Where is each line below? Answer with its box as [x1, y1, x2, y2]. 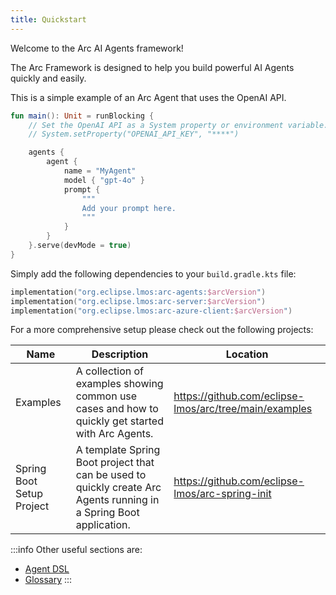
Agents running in [75, 493, 160, 507]
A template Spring [75, 443, 161, 457]
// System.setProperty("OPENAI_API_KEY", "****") [28, 129, 240, 140]
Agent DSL [24, 563, 70, 575]
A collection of [75, 364, 145, 378]
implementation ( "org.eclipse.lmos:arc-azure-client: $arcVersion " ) [10, 306, 293, 316]
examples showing [75, 377, 164, 391]
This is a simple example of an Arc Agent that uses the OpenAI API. [10, 91, 287, 103]
